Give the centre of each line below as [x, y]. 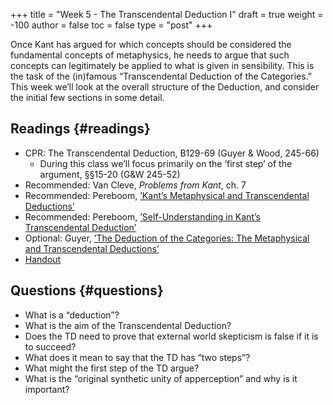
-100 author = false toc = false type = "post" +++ [111, 25]
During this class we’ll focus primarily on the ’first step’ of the [166, 163]
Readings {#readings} [80, 129]
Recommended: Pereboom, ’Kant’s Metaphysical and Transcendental [167, 195]
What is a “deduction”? [72, 315]
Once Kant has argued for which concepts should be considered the [151, 44]
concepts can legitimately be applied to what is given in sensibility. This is [162, 65]
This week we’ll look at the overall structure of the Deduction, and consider [165, 87]
